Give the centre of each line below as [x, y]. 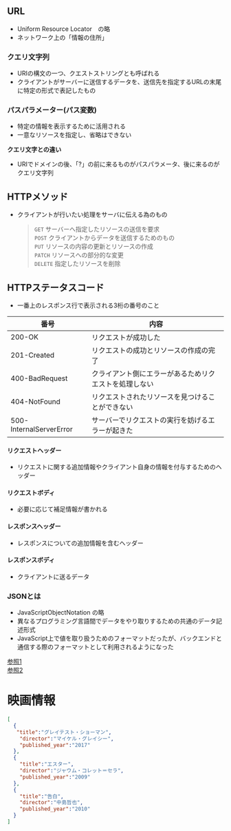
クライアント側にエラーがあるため [146, 373]
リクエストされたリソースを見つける [150, 397]
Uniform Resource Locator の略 [64, 29]
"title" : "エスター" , [47, 764]
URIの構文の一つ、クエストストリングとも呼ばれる [88, 73]
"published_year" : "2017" [55, 745]
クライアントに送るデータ [53, 576]
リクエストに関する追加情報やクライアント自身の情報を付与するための [117, 467]
